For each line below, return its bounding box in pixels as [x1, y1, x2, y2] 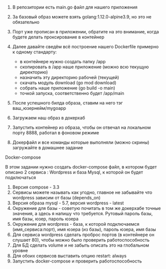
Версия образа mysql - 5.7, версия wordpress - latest [12, 200, 124, 206]
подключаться [5, 175, 36, 180]
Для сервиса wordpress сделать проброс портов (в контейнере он [12, 232, 155, 238]
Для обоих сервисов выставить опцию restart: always [12, 253, 127, 259]
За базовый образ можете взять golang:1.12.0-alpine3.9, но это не [12, 14, 152, 19]
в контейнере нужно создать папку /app [19, 59, 106, 64]
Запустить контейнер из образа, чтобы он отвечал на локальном [12, 124, 151, 130]
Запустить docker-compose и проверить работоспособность [12, 258, 142, 264]
